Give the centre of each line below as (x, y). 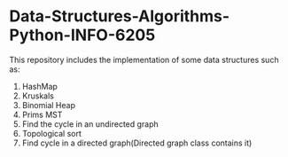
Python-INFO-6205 (82, 35)
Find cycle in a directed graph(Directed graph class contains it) (137, 143)
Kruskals (38, 96)
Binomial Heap (48, 105)
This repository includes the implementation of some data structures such (144, 59)
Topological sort (52, 133)
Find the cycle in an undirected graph (90, 124)
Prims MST (42, 114)
